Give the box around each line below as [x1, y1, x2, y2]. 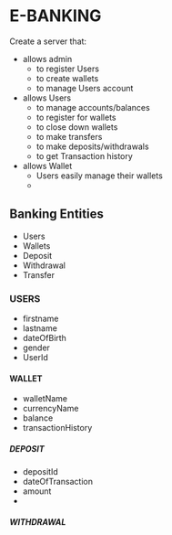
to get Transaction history [35, 150, 134, 161]
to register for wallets [35, 112, 116, 123]
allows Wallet [22, 160, 73, 171]
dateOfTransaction [22, 476, 94, 487]
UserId [22, 352, 48, 363]
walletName [22, 393, 68, 404]
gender [22, 342, 50, 353]
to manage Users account [35, 82, 134, 93]
